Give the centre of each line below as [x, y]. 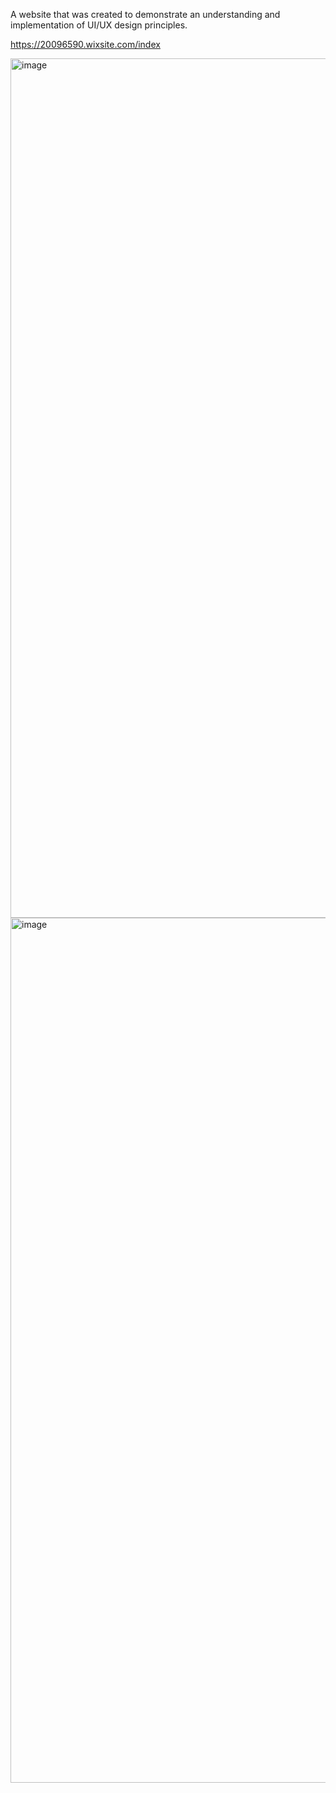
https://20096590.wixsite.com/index [85, 44]
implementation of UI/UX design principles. [99, 25]
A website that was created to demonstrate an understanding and [145, 14]
